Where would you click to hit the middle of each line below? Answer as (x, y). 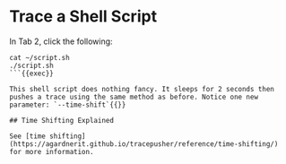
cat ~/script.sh (39, 57)
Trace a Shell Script (83, 17)
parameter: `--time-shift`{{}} (68, 105)
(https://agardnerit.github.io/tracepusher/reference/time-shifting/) (144, 144)
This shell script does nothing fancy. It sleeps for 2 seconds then (142, 89)
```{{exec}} (31, 73)
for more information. (52, 151)
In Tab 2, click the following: (61, 41)
